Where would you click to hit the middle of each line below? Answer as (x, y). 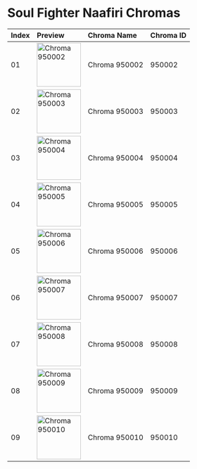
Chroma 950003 (116, 111)
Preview (51, 35)
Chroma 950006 (116, 251)
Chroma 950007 (116, 297)
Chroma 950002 (116, 65)
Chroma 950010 (116, 437)
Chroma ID (169, 35)
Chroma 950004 (116, 158)
